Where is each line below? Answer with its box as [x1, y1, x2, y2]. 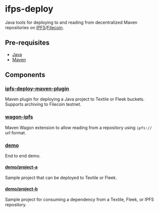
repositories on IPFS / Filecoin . [5, 24, 64, 30]
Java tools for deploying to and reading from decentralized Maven [5, 19, 138, 25]
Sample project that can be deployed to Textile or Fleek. [5, 175, 117, 180]
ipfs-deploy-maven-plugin [5, 85, 70, 92]
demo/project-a [5, 164, 38, 170]
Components [5, 71, 45, 79]
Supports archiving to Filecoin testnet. [5, 101, 82, 107]
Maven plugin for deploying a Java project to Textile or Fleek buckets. [5, 96, 145, 102]
